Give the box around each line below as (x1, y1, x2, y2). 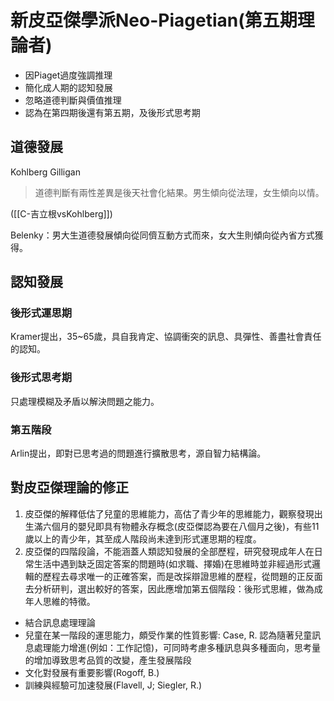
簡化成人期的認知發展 (24, 81, 113, 93)
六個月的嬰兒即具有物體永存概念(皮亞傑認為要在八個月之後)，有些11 (42, 520, 320, 532)
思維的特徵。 (42, 595, 96, 607)
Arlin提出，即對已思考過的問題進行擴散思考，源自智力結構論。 (10, 447, 267, 460)
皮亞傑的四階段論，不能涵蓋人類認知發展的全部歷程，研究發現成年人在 (24, 545, 315, 557)
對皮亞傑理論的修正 (10, 479, 129, 496)
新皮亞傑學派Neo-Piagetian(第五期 (10, 9, 298, 32)
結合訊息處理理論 (24, 616, 96, 628)
